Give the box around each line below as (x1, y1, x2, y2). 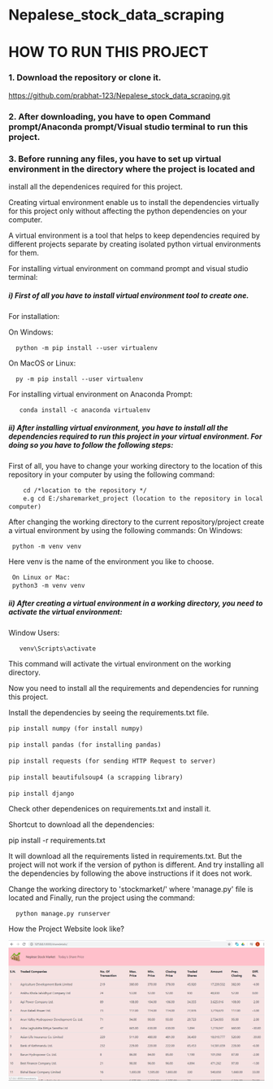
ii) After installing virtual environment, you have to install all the (8, 423, 229, 433)
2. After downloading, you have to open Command (8, 111, 211, 122)
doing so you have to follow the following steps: (8, 440, 174, 450)
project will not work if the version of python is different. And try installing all (8, 859, 264, 869)
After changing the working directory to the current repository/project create (8, 517, 265, 527)
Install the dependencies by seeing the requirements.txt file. (8, 707, 210, 717)
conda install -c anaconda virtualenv (19, 405, 151, 414)
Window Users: (8, 628, 60, 637)
